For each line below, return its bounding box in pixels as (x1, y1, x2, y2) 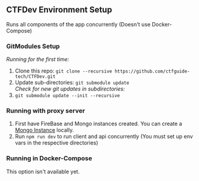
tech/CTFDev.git (14, 74, 56, 80)
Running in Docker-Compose (6, 154, 92, 162)
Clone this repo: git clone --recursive (14, 67, 113, 74)
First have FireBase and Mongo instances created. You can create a (14, 120, 183, 128)
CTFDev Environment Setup (6, 5, 113, 15)
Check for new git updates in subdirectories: (14, 85, 125, 92)
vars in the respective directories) (14, 139, 99, 146)
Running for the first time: (6, 56, 70, 63)
